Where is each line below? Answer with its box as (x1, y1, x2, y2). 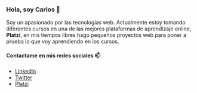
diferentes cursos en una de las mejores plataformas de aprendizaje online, (6, 25, 192, 32)
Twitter (14, 74, 33, 81)
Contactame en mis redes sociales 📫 (6, 52, 101, 59)
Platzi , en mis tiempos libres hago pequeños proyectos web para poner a (6, 32, 187, 39)
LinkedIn (14, 67, 36, 75)
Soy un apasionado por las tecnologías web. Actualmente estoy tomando (6, 19, 186, 26)
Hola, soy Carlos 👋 (6, 5, 61, 14)
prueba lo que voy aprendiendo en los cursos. (6, 38, 119, 45)
